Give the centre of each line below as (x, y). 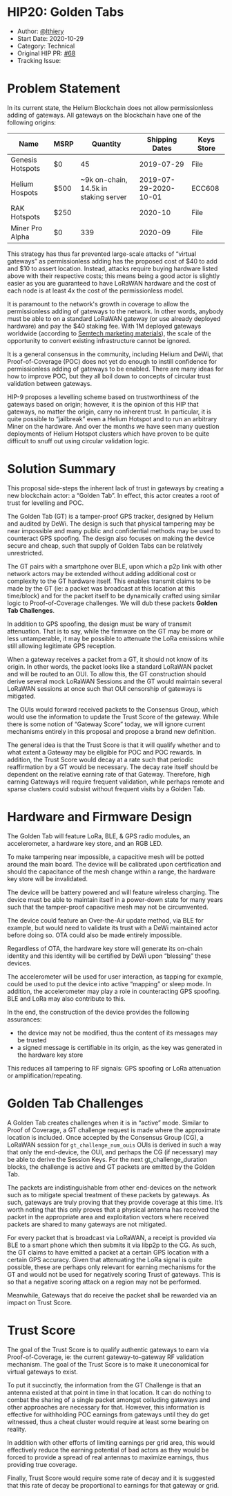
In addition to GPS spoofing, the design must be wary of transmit (99, 624)
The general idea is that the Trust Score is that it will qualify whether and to (114, 745)
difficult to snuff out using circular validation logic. (78, 441)
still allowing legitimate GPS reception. (61, 646)
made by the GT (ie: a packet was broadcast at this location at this (101, 588)
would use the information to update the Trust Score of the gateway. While (113, 717)
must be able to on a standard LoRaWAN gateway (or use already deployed (114, 318)
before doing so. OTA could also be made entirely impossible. (95, 935)
